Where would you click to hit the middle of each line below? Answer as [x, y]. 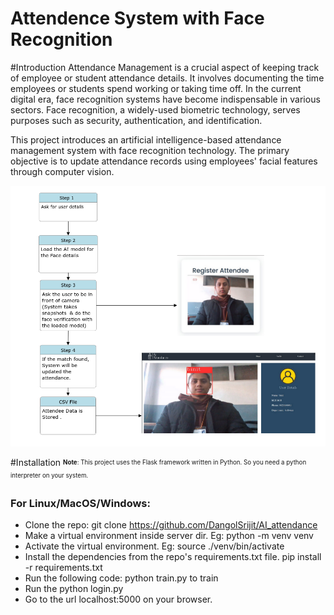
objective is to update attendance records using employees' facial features [164, 161]
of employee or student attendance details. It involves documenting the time [167, 78]
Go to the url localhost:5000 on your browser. [118, 599]
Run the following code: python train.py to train [121, 578]
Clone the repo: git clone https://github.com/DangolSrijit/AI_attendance [171, 525]
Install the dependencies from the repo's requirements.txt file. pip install [173, 557]
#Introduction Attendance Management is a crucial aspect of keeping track [165, 67]
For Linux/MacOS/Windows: [80, 504]
